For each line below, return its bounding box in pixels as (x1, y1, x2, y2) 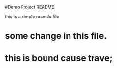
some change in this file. (5, 31, 107, 42)
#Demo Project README (5, 4, 55, 10)
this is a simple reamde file (5, 14, 59, 19)
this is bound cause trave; (5, 53, 113, 64)
